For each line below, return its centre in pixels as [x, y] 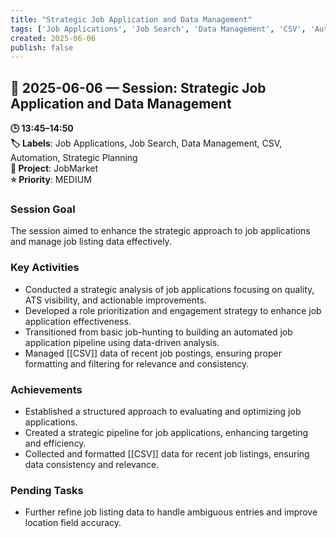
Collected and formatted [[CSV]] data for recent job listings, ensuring [167, 453]
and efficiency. [55, 443]
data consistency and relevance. [92, 464]
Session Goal [43, 209]
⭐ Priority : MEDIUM [51, 180]
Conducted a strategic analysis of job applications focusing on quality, [169, 289]
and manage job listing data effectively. [91, 242]
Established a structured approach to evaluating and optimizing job [163, 411]
